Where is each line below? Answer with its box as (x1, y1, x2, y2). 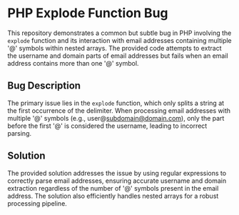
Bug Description (7, 80, 81, 92)
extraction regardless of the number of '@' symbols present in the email (7, 184, 219, 192)
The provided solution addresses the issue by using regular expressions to (7, 169, 227, 177)
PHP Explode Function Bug (7, 5, 169, 21)
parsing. (7, 129, 32, 137)
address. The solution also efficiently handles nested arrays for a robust (7, 191, 219, 200)
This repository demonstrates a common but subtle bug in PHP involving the (7, 29, 232, 37)
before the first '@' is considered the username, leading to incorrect (7, 121, 208, 130)
